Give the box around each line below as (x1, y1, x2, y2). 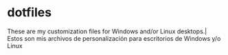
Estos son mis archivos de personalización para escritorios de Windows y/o (7, 34, 221, 42)
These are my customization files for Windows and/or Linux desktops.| (7, 27, 207, 35)
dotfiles (7, 5, 52, 20)
